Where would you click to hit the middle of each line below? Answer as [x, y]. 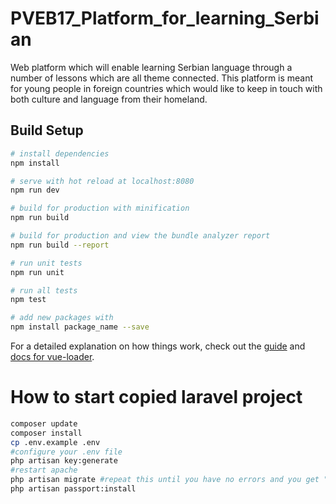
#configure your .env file [66, 452]
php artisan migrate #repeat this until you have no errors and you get [165, 480]
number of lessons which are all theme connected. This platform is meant [162, 78]
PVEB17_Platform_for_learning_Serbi [165, 18]
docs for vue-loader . [52, 356]
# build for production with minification [100, 208]
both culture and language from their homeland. [109, 99]
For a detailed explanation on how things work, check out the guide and [158, 346]
